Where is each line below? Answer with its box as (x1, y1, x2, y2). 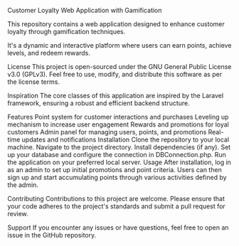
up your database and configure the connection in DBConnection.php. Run (7, 151, 226, 159)
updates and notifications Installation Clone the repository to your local (21, 135, 230, 144)
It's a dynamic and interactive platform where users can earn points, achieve (7, 41, 232, 49)
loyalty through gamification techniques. (7, 28, 126, 36)
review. (7, 210, 28, 218)
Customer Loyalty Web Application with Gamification (7, 6, 162, 14)
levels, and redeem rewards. (7, 49, 91, 57)
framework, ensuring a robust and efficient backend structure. (7, 99, 190, 107)
